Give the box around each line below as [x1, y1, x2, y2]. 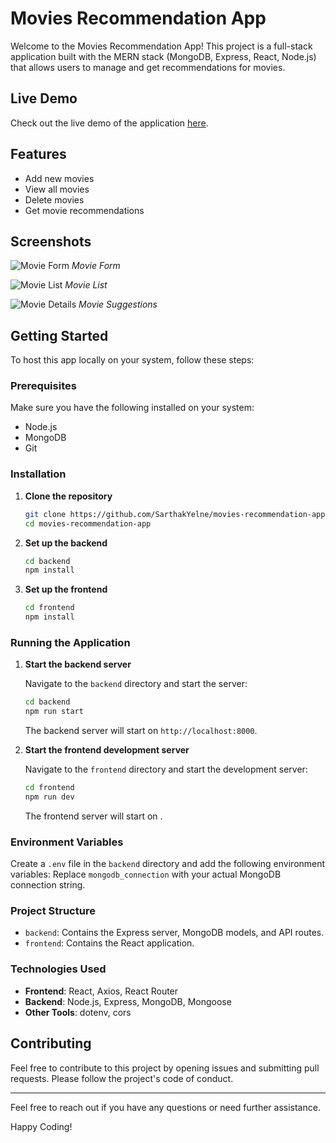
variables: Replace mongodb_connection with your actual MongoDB [10, 868, 282, 881]
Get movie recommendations [24, 204, 145, 216]
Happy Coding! [10, 1120, 73, 1132]
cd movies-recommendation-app [24, 518, 152, 529]
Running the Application [10, 635, 131, 649]
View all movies [24, 183, 90, 195]
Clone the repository [24, 490, 113, 502]
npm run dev [24, 792, 75, 802]
